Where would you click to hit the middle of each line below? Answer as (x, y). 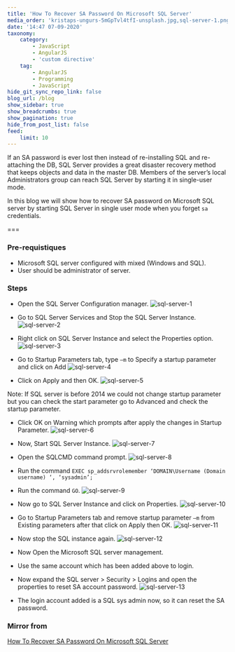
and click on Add (42, 367)
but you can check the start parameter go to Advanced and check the (108, 401)
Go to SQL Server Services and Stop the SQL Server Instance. (107, 317)
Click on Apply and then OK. (58, 380)
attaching (21, 165)
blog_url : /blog (31, 99)
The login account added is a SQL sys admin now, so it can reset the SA (121, 600)
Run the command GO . (49, 490)
